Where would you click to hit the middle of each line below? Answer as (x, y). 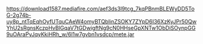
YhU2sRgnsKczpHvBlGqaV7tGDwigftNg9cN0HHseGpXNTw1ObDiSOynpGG (101, 28)
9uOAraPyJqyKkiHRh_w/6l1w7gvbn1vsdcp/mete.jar (70, 34)
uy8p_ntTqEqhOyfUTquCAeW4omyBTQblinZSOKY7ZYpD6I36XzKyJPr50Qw (101, 21)
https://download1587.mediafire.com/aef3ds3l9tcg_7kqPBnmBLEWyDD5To (101, 9)
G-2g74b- (19, 15)
